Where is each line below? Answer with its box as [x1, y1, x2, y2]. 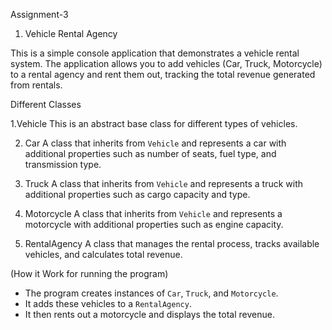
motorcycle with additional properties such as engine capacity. [24, 219, 284, 230]
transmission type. [24, 159, 102, 170]
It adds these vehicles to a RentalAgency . [24, 298, 192, 309]
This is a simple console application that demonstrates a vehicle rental [10, 47, 300, 59]
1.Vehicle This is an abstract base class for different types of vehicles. [10, 118, 298, 129]
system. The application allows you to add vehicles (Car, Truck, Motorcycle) [10, 58, 323, 69]
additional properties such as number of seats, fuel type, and [24, 148, 277, 159]
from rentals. [10, 79, 63, 91]
